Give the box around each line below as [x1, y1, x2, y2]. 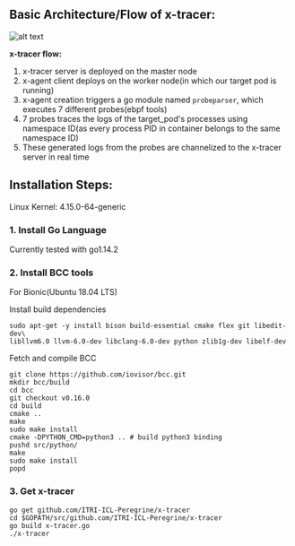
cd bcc [9, 386, 34, 395]
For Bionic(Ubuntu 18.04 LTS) [9, 287, 118, 298]
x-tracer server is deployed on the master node [22, 65, 197, 76]
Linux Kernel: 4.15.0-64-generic [9, 201, 126, 212]
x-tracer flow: [9, 48, 63, 59]
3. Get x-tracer [9, 485, 74, 498]
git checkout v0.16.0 [9, 394, 91, 403]
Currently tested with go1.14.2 [9, 244, 118, 255]
